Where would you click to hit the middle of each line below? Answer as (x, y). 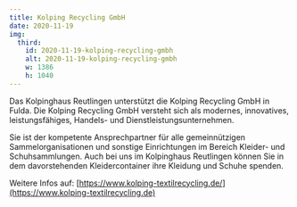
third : (29, 42)
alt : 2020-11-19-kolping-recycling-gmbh (101, 59)
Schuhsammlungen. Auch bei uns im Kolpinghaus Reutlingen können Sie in (147, 156)
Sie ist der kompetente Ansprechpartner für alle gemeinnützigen (128, 137)
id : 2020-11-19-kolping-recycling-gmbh (99, 51)
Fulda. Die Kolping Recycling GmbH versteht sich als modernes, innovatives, (149, 110)
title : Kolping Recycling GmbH (67, 17)
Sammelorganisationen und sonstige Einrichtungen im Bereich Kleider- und (147, 146)
